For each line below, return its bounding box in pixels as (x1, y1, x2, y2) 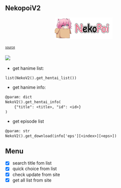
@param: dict (5, 94, 32, 99)
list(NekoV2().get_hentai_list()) (5, 75, 77, 80)
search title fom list (12, 160, 52, 166)
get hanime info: (12, 84, 46, 90)
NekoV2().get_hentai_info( (5, 99, 61, 104)
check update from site (12, 172, 60, 178)
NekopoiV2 (5, 4, 41, 12)
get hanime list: (12, 65, 44, 71)
